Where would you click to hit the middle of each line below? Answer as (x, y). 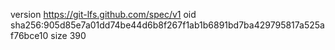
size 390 (68, 35)
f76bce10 (29, 35)
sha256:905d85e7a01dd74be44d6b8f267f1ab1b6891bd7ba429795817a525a (167, 25)
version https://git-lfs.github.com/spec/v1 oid (103, 14)
